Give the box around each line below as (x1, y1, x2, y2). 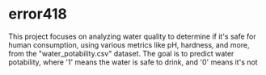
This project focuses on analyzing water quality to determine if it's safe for (8, 31, 256, 41)
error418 (8, 5, 67, 23)
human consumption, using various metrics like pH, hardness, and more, (8, 40, 250, 49)
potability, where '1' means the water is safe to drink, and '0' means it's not (8, 57, 258, 67)
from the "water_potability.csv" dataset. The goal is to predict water (8, 48, 234, 58)
